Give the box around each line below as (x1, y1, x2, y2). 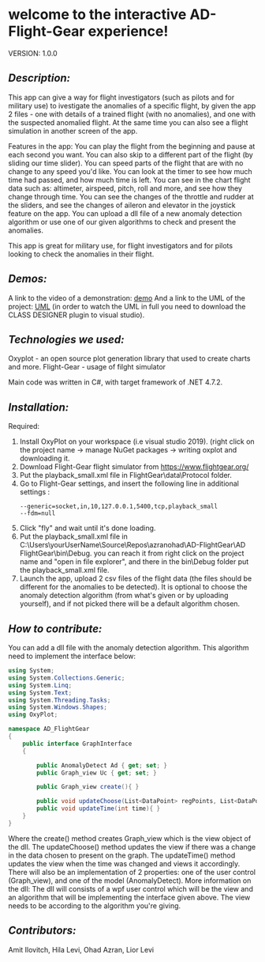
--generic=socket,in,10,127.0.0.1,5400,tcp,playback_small (19, 502, 218, 511)
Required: (8, 422, 40, 431)
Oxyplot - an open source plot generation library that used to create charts (8, 354, 251, 363)
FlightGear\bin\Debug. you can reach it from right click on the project (19, 548, 244, 559)
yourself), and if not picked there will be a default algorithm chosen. (19, 599, 241, 608)
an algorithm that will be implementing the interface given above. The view (8, 892, 251, 902)
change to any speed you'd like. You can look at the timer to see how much (8, 166, 252, 176)
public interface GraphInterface (22, 740, 132, 748)
